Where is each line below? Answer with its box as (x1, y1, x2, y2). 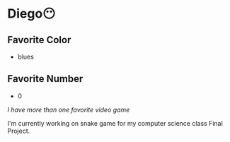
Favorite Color (7, 34, 71, 46)
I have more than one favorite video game (7, 105, 130, 114)
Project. (7, 126, 30, 135)
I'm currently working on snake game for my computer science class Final (7, 119, 223, 127)
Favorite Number (7, 73, 84, 85)
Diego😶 (7, 6, 56, 22)
